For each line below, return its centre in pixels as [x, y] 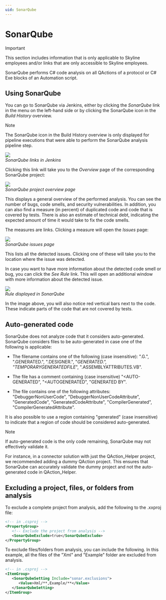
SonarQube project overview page [40, 189]
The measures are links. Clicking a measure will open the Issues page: [77, 230]
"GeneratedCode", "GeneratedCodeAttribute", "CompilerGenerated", [82, 402]
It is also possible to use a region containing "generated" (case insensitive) [82, 417]
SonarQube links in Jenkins [33, 160]
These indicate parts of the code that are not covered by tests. [69, 309]
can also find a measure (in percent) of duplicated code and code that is [79, 210]
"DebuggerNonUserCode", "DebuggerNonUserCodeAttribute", [76, 397]
